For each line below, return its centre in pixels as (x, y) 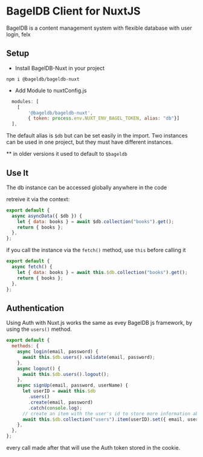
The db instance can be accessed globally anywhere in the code (87, 187)
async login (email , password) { (58, 352)
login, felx (18, 34)
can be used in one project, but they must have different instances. (90, 142)
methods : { (25, 346)
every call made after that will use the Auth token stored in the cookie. (93, 448)
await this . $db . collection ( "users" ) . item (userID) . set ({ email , (104, 419)
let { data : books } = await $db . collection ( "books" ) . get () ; (96, 222)
